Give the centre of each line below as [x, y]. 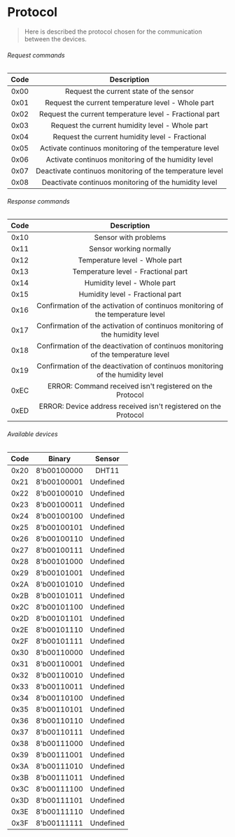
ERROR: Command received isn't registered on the [130, 386]
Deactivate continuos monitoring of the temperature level [130, 171]
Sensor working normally [130, 249]
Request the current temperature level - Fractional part [130, 114]
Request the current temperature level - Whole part [130, 103]
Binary [59, 458]
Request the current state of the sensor [130, 92]
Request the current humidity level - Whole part [129, 125]
